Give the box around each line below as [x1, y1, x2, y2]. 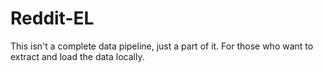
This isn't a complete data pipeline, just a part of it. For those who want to [10, 40, 314, 52]
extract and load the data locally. [10, 50, 145, 62]
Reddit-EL [10, 7, 95, 30]
